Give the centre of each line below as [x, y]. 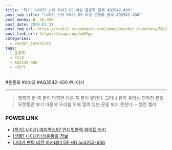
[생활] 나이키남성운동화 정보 [40, 136]
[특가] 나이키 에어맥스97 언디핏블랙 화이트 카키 [59, 130]
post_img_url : [20, 29]
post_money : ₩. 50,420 [29, 19]
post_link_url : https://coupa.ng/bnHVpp [49, 34]
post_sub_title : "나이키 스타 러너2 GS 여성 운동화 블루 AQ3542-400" [73, 15]
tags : [11, 48]
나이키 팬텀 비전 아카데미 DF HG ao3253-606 [59, 143]
